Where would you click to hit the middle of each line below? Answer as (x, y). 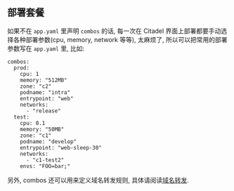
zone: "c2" (36, 86)
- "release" (43, 111)
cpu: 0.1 (33, 123)
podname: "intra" (45, 92)
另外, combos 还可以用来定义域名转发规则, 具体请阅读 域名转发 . (98, 180)
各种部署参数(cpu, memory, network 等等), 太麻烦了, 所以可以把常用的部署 (120, 39)
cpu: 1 (30, 74)
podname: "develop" (48, 141)
